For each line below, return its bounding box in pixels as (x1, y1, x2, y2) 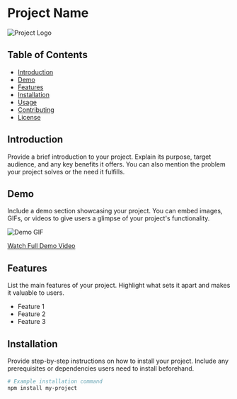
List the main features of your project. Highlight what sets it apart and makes (7, 281, 231, 290)
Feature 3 (17, 317, 46, 326)
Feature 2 (17, 310, 46, 318)
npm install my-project (7, 384, 78, 391)
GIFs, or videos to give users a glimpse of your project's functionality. (7, 214, 210, 223)
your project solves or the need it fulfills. (7, 167, 125, 176)
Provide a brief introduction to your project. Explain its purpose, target (7, 152, 212, 161)
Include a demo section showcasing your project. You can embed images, (7, 207, 223, 215)
